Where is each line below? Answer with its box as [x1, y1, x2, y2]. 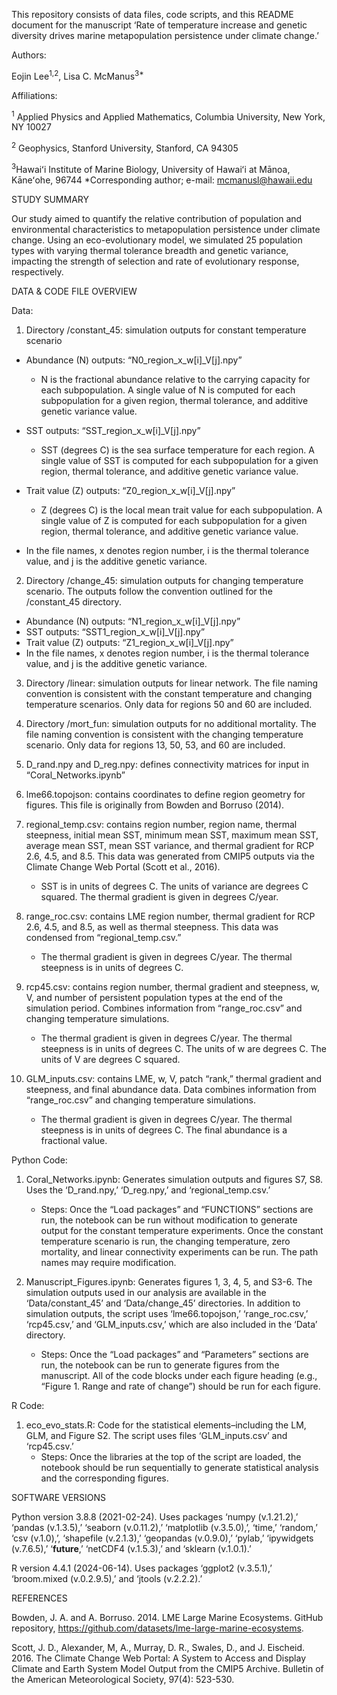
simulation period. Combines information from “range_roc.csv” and [25, 1002, 303, 1014]
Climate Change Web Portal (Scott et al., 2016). [25, 860, 221, 873]
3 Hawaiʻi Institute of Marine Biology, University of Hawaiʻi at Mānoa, [11, 161, 291, 175]
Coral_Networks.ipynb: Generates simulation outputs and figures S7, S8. [25, 1173, 324, 1185]
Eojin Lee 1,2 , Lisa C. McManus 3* [11, 69, 144, 82]
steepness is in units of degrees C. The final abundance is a [40, 1124, 288, 1136]
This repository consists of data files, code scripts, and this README [11, 9, 294, 20]
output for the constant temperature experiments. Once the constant [40, 1224, 324, 1236]
